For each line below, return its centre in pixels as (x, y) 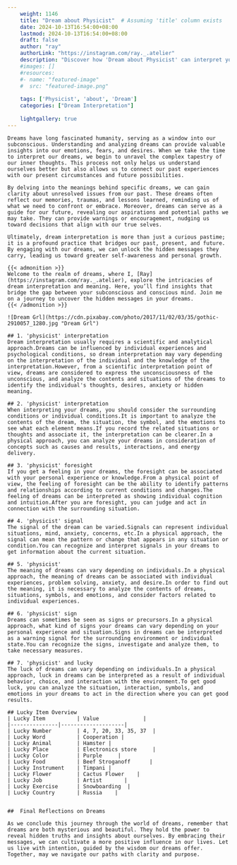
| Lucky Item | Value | (77, 718)
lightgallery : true (49, 119)
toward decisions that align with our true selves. (85, 224)
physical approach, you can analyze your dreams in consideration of (112, 441)
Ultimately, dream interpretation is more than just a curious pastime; (116, 237)
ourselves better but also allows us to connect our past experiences (113, 169)
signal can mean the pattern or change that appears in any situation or (118, 539)
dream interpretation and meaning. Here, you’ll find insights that (110, 286)
